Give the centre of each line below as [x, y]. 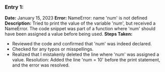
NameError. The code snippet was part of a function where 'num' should [80, 29]
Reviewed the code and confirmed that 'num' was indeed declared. [82, 44]
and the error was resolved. [41, 65]
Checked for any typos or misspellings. [53, 49]
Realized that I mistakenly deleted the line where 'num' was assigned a [86, 54]
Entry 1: [14, 7]
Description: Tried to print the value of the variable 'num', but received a [80, 23]
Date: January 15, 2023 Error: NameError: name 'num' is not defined [76, 18]
